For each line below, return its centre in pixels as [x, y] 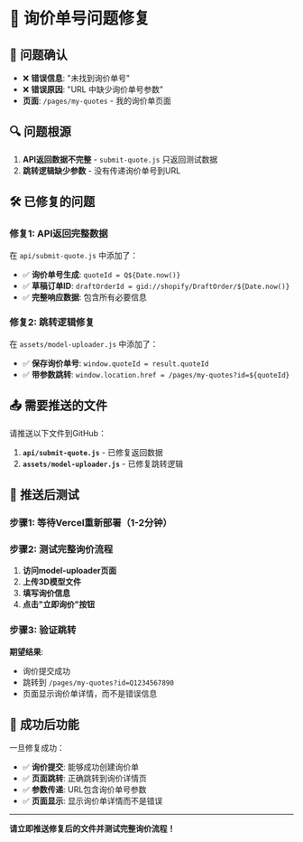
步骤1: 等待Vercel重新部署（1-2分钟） [91, 522]
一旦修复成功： [37, 748]
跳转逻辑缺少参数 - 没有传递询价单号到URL [101, 170]
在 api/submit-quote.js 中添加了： [73, 255]
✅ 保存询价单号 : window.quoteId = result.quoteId [115, 363]
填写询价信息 [46, 594]
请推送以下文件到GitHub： [58, 433]
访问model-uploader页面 [69, 571]
